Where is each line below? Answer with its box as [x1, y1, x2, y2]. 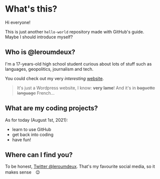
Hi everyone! [5, 19, 31, 25]
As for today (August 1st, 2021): [5, 117, 68, 123]
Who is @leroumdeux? [5, 48, 75, 56]
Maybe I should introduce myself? [5, 34, 73, 40]
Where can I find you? [5, 150, 73, 159]
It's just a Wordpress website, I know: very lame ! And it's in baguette [17, 85, 155, 91]
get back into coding [12, 131, 53, 137]
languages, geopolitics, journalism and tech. [5, 66, 94, 72]
